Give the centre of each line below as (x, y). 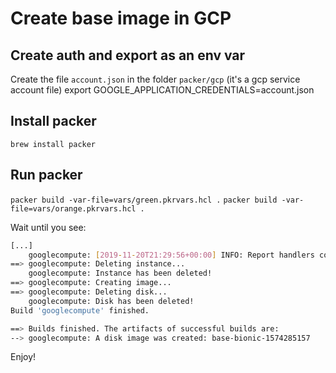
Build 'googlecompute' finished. (80, 310)
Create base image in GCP (121, 18)
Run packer (46, 175)
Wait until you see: (48, 227)
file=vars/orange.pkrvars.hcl (73, 208)
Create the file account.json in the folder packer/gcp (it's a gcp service (155, 79)
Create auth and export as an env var (128, 55)
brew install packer (53, 144)
